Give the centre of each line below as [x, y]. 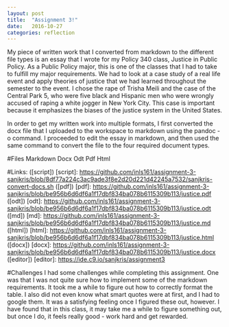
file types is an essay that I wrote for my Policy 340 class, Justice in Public [112, 60]
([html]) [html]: [28, 230]
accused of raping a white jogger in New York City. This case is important [111, 103]
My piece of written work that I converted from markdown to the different [110, 52]
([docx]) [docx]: [29, 245]
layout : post [26, 13]
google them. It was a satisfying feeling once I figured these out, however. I [113, 302]
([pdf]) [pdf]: [73, 186]
